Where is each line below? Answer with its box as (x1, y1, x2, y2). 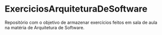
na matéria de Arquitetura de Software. (4, 24, 85, 30)
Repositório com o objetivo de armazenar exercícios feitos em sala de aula (4, 19, 158, 25)
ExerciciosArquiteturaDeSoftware (4, 3, 148, 15)
